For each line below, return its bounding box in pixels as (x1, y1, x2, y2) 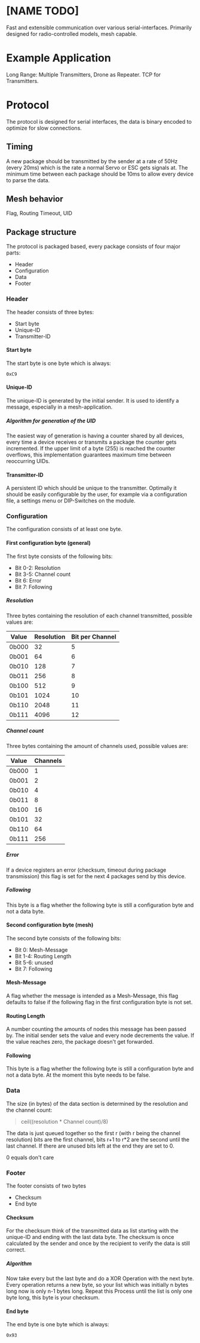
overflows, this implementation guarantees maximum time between (6, 451, 171, 458)
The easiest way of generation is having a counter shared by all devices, (6, 432, 184, 439)
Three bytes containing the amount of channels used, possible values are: (6, 742, 189, 749)
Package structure (6, 227, 76, 237)
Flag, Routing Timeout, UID (6, 210, 73, 217)
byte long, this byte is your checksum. (6, 1294, 100, 1301)
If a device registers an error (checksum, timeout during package (6, 866, 167, 873)
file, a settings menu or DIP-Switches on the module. (6, 497, 136, 504)
